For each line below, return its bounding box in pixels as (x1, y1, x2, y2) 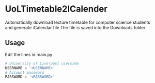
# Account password (5, 70, 45, 75)
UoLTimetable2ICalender (5, 3, 108, 15)
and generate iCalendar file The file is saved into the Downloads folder (5, 24, 146, 30)
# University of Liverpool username (5, 61, 79, 66)
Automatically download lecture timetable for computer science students (5, 19, 150, 25)
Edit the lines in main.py (5, 51, 52, 57)
